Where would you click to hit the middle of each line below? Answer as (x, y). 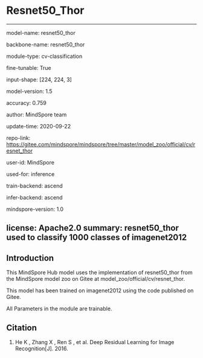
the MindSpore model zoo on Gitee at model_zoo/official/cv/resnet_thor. (96, 279)
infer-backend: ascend (34, 197)
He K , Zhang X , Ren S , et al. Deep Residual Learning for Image (95, 342)
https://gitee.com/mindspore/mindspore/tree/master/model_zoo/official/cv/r (101, 144)
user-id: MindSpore (30, 162)
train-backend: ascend (34, 186)
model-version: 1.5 (29, 91)
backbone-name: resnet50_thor (46, 44)
